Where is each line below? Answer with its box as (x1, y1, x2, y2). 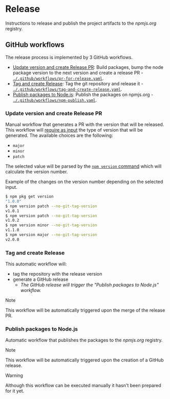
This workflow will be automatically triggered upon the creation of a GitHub (5, 357, 164, 363)
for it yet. (5, 388, 25, 394)
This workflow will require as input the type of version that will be (5, 127, 143, 133)
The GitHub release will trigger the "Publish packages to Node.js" (20, 282, 159, 288)
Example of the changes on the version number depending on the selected (5, 178, 163, 185)
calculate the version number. (5, 169, 68, 175)
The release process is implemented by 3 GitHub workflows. (5, 54, 133, 60)
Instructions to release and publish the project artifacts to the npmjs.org (5, 20, 157, 26)
